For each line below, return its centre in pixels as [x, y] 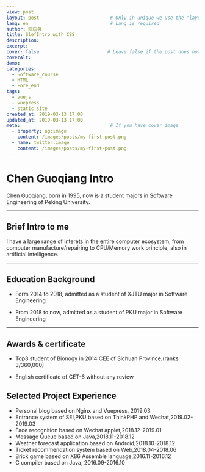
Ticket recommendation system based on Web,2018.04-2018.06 [96, 449]
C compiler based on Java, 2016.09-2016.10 [70, 462]
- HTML [20, 80]
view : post [20, 12]
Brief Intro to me [38, 227]
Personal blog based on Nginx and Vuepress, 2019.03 [83, 410]
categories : [21, 69]
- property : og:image [39, 131]
